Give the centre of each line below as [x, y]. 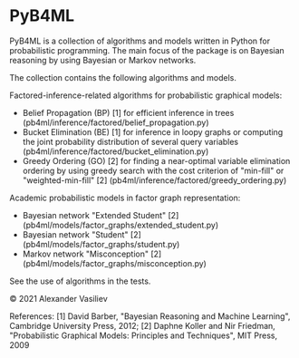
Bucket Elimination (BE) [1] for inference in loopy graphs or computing [153, 131]
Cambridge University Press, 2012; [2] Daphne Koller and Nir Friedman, [143, 325]
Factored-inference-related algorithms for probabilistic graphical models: [146, 95]
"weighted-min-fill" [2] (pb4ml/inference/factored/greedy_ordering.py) [154, 180]
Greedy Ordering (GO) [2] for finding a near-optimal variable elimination [156, 160]
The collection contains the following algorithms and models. [123, 77]
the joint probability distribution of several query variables [130, 141]
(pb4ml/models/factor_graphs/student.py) [101, 244]
